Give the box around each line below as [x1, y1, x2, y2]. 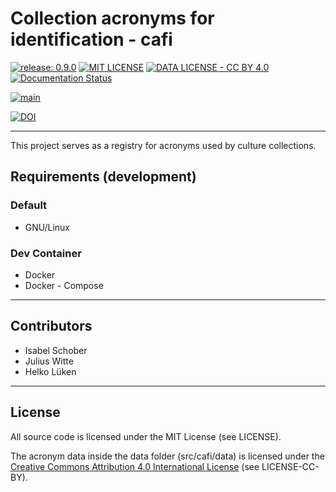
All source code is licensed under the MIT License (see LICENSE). [10, 430, 282, 442]
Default [10, 198, 48, 212]
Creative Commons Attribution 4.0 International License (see [10, 460, 260, 472]
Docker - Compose [24, 279, 104, 291]
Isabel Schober [24, 344, 88, 356]
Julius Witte [24, 355, 74, 367]
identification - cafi [10, 28, 173, 51]
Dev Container [10, 246, 82, 260]
